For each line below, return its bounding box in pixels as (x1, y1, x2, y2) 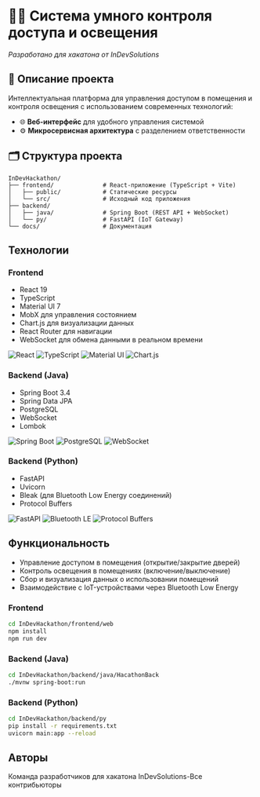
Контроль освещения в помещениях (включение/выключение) (19, 565, 231, 576)
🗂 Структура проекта (8, 149, 123, 163)
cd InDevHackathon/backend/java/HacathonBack (8, 671, 159, 678)
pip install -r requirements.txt (8, 722, 117, 729)
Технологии (8, 243, 69, 257)
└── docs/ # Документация (8, 222, 153, 230)
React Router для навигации (19, 327, 113, 336)
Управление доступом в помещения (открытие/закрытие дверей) (19, 558, 240, 567)
